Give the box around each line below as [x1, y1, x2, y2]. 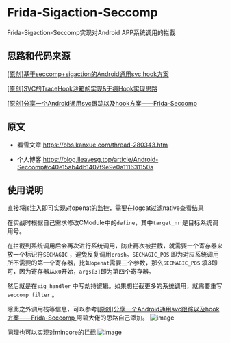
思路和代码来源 [7, 50, 71, 62]
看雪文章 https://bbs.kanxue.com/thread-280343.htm [16, 141, 168, 149]
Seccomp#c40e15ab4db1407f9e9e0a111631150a [16, 163, 154, 171]
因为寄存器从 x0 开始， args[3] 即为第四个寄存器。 [18, 268, 155, 276]
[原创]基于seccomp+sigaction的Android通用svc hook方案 [7, 70, 169, 78]
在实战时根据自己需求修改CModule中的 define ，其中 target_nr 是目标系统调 [7, 218, 218, 227]
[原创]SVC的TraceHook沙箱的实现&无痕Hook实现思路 [7, 84, 157, 93]
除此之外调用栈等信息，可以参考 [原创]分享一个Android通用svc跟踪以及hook [7, 305, 220, 314]
